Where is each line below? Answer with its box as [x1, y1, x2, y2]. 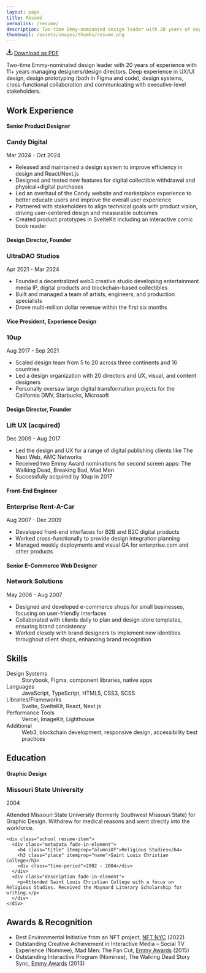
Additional [6, 722, 32, 729]
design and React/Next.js [15, 170, 80, 178]
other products [15, 547, 53, 555]
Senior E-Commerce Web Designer [6, 561, 97, 569]
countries [15, 365, 40, 373]
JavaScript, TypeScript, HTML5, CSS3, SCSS [21, 689, 135, 697]
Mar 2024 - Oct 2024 [6, 152, 61, 159]
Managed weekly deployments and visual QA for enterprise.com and [15, 541, 189, 549]
